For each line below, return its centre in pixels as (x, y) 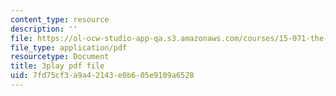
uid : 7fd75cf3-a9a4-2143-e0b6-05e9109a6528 (102, 76)
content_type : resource (60, 19)
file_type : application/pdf (69, 47)
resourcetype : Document (60, 57)
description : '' (44, 29)
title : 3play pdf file (57, 66)
